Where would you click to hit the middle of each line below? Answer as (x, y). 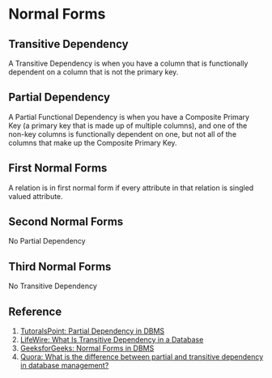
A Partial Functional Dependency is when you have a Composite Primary (129, 117)
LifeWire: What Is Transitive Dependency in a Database (112, 340)
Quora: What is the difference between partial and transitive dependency (142, 357)
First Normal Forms (58, 168)
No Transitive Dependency (53, 286)
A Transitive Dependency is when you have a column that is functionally (128, 63)
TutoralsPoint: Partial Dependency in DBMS (92, 331)
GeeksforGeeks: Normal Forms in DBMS (87, 348)
